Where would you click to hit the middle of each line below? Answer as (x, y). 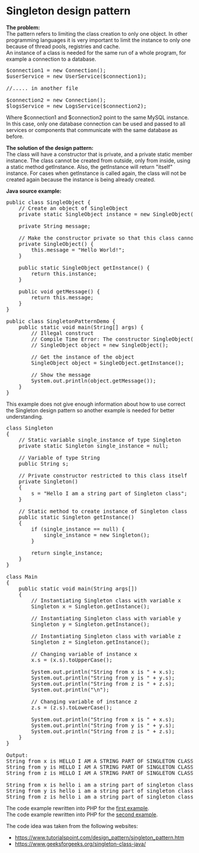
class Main (22, 576)
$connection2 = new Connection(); (56, 100)
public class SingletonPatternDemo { (61, 321)
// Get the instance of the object (83, 357)
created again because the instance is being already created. (81, 179)
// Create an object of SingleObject (73, 208)
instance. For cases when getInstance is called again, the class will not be (96, 173)
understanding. (25, 416)
